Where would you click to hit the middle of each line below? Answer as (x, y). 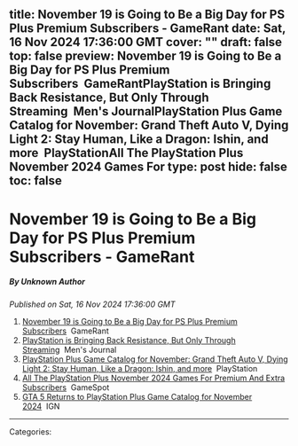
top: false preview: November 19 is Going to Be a (145, 56)
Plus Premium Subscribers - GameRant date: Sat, (148, 29)
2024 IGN (41, 406)
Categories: (31, 431)
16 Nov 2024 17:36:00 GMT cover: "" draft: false (145, 42)
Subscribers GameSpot (66, 387)
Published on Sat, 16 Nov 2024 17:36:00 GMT (92, 304)
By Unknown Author (47, 282)
